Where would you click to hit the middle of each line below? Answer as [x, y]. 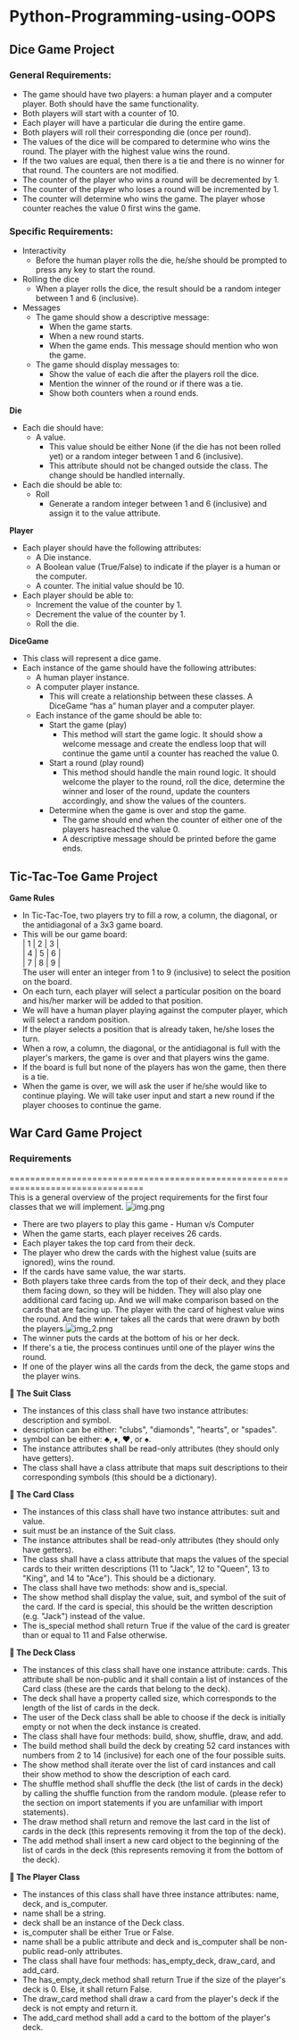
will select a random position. [76, 1020]
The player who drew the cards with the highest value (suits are [139, 1252]
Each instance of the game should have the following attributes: [139, 668]
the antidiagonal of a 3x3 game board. [92, 924]
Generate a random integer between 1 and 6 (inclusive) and [158, 504]
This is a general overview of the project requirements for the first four [139, 1197]
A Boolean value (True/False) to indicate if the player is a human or [158, 567]
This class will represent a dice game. [91, 659]
